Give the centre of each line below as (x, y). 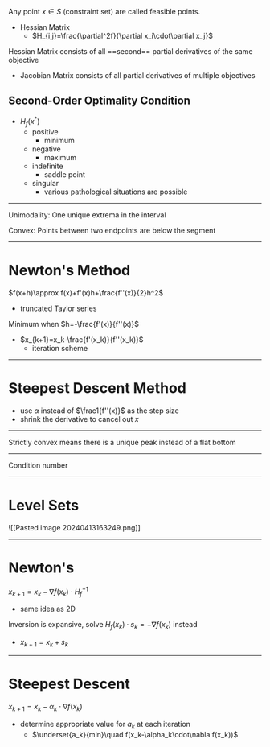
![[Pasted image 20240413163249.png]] (74, 528)
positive (45, 132)
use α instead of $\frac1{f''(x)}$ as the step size (99, 411)
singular (45, 184)
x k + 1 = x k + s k (44, 643)
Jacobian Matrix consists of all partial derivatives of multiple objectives (137, 75)
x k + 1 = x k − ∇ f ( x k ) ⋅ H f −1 (48, 592)
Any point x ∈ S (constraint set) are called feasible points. (104, 12)
